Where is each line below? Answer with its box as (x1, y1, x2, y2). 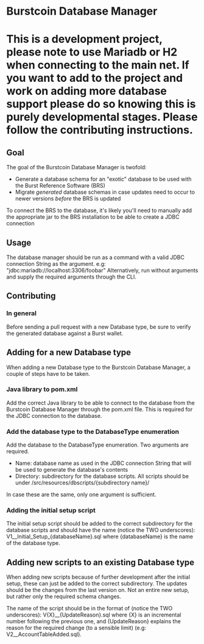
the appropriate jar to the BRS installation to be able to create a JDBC (6, 213, 180, 221)
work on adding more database (6, 84, 167, 98)
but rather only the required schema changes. (6, 593, 122, 600)
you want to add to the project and (6, 71, 183, 85)
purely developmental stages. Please (6, 110, 198, 124)
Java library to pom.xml (6, 385, 78, 393)
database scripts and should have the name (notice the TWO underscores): (6, 527, 195, 534)
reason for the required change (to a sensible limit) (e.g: (6, 624, 146, 632)
